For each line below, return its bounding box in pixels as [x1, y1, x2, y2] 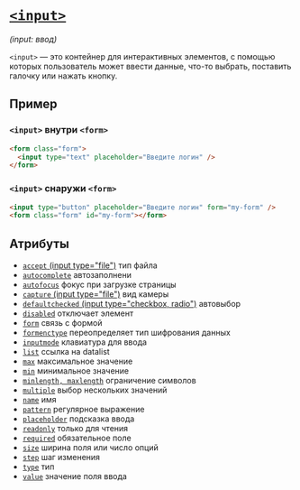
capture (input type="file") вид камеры [22, 289, 169, 300]
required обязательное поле [22, 432, 132, 444]
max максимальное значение [22, 356, 133, 367]
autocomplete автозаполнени [22, 270, 132, 281]
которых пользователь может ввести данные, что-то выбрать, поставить [9, 60, 292, 71]
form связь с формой [22, 318, 103, 328]
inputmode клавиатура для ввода [22, 337, 147, 347]
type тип [22, 461, 55, 472]
